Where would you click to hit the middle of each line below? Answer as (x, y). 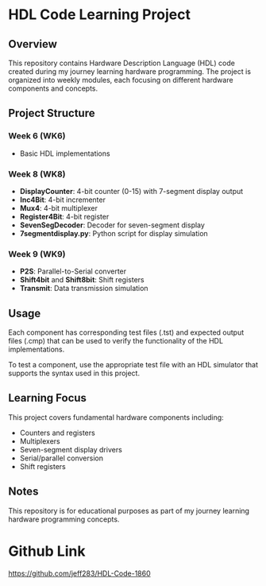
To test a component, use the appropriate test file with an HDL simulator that (133, 365)
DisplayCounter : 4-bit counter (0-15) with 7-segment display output (131, 191)
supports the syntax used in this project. (74, 373)
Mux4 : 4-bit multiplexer (58, 208)
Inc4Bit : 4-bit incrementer (62, 200)
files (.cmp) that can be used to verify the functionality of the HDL (116, 341)
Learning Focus (48, 398)
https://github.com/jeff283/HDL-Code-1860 (79, 573)
